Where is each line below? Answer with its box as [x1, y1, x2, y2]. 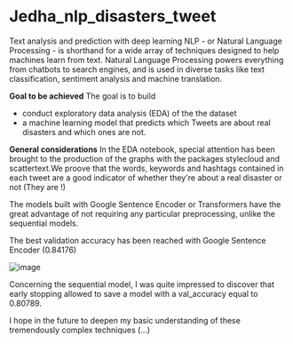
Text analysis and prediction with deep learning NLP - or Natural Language [9, 36, 282, 46]
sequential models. [9, 218, 79, 228]
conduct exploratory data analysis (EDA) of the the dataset [21, 108, 237, 118]
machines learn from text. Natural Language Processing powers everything [9, 54, 284, 65]
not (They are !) [9, 181, 67, 192]
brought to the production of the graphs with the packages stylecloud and [9, 153, 280, 164]
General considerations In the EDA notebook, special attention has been [9, 144, 275, 155]
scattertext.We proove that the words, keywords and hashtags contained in [9, 163, 284, 173]
